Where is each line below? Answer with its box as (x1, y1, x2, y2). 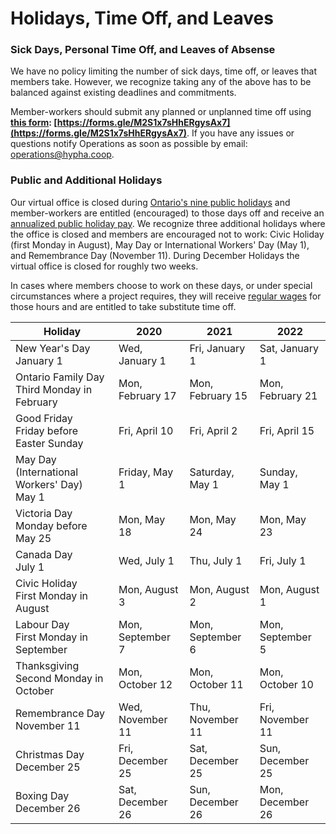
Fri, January (189, 341, 246, 355)
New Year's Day (15, 341, 91, 355)
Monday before (15, 518, 88, 532)
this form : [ (10, 117, 58, 129)
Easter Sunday (15, 436, 84, 450)
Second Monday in (15, 671, 104, 685)
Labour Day (15, 617, 70, 631)
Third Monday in (15, 382, 93, 396)
